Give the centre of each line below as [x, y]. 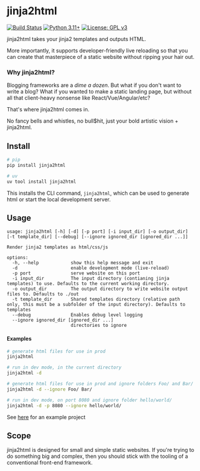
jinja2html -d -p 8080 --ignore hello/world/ [64, 406]
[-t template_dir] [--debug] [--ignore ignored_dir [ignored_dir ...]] [97, 237]
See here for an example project [46, 417]
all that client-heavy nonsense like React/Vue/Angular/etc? [79, 98]
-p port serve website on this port [76, 273]
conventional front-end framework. [50, 463]
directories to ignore [99, 326]
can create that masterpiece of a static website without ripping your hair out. [101, 57]
